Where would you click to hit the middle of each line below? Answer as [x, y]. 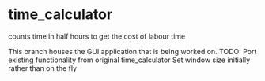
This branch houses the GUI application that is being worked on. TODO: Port [132, 51]
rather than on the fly [43, 68]
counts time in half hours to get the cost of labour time [97, 36]
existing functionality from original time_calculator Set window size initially [129, 60]
